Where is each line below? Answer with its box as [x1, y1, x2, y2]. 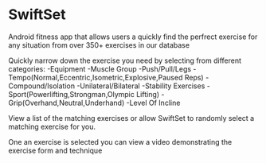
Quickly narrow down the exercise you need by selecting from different [8, 56, 241, 65]
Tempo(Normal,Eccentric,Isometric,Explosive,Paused [8, 72, 183, 82]
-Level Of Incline [126, 98, 181, 107]
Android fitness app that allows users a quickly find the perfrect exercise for [8, 32, 258, 41]
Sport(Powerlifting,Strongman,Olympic [8, 89, 135, 99]
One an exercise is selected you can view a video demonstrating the [8, 137, 233, 146]
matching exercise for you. [8, 122, 96, 131]
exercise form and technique [8, 146, 103, 155]
